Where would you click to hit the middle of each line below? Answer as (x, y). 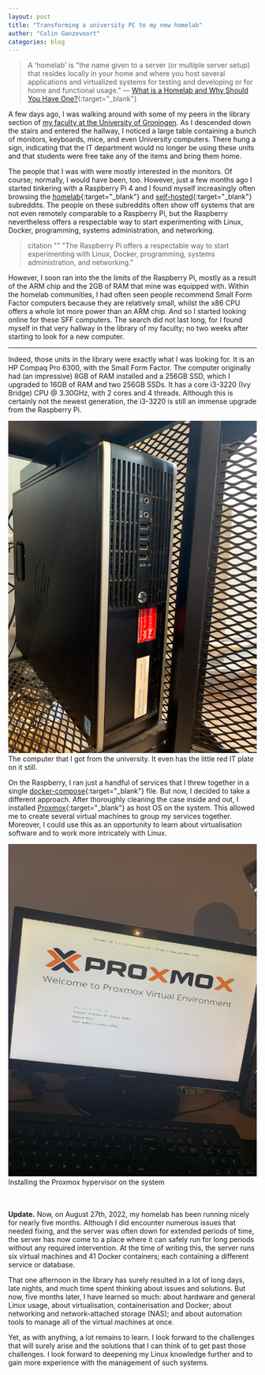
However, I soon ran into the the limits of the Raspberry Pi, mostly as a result (132, 278)
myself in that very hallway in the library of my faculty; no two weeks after (128, 328)
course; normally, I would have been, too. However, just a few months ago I (130, 180)
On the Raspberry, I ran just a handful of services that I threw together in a (129, 782)
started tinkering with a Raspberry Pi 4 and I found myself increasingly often (132, 188)
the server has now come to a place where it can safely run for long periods (131, 1240)
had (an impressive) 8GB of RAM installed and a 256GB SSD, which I (119, 377)
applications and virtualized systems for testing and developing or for (140, 82)
